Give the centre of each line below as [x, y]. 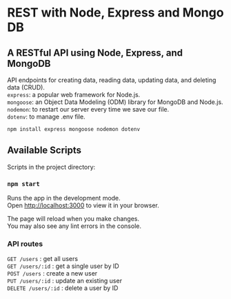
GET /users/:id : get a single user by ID [63, 266]
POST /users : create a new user [52, 274]
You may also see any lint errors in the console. [74, 226]
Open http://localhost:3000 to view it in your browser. [83, 205]
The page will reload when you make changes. [73, 219]
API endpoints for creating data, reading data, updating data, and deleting [112, 80]
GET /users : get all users [42, 259]
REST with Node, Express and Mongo [115, 13]
